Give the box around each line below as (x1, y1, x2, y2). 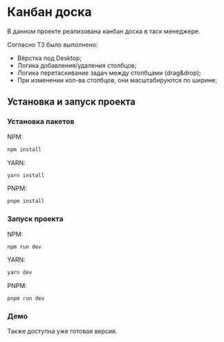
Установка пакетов (7, 117, 75, 127)
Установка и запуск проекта (7, 96, 136, 108)
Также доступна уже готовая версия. (7, 327, 118, 336)
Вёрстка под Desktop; (17, 53, 82, 62)
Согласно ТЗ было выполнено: (7, 40, 98, 48)
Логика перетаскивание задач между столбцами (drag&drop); (17, 69, 202, 77)
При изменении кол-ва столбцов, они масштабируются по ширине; (17, 75, 218, 84)
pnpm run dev (7, 295, 45, 302)
